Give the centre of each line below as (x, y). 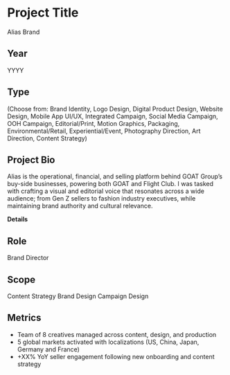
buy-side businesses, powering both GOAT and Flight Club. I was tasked (110, 184)
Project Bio (31, 159)
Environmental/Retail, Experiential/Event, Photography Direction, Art (104, 131)
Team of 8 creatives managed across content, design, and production (117, 334)
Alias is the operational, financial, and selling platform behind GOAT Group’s (115, 176)
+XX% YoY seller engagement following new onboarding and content (116, 356)
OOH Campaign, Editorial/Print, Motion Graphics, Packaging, (94, 123)
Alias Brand (24, 32)
